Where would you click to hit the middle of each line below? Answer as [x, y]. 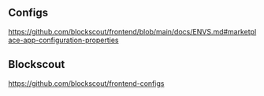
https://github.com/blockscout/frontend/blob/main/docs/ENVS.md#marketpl [132, 31]
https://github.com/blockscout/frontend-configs [86, 83]
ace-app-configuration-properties [63, 40]
